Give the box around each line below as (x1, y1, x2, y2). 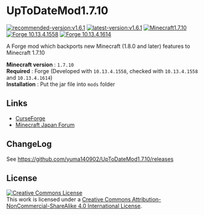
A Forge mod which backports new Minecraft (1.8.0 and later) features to (6, 42, 190, 50)
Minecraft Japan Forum (15, 121, 75, 128)
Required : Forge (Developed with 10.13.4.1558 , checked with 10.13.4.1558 (6, 67, 198, 74)
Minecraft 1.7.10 (6, 49, 45, 56)
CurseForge (15, 114, 46, 122)
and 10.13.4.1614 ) (6, 74, 53, 81)
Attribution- (131, 196, 162, 203)
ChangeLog (6, 139, 52, 149)
